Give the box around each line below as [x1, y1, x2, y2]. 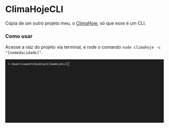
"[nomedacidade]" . [5, 49, 43, 56]
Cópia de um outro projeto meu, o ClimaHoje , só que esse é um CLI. [5, 20, 146, 26]
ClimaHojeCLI [5, 4, 64, 15]
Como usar [5, 33, 33, 40]
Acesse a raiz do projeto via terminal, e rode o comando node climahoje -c [5, 44, 161, 50]
